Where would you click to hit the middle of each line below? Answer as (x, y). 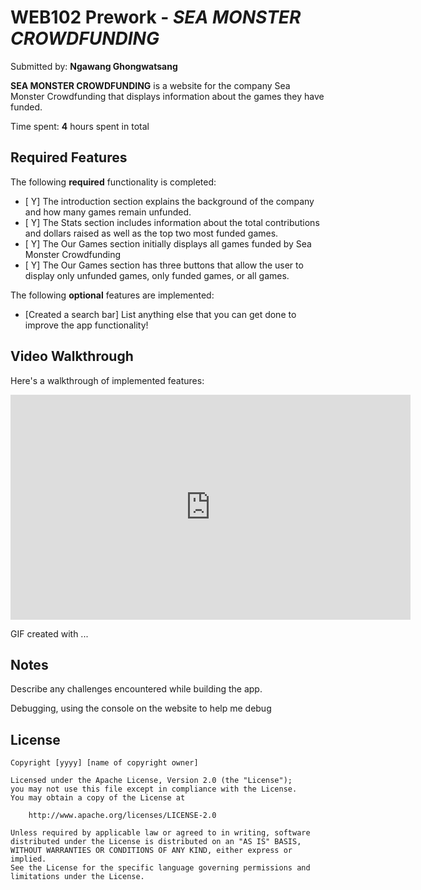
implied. (28, 859)
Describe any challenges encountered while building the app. (136, 689)
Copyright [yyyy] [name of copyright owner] (104, 763)
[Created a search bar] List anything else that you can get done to (160, 314)
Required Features (69, 157)
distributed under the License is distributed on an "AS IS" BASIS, (156, 842)
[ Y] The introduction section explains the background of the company (169, 201)
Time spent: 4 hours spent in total (80, 126)
